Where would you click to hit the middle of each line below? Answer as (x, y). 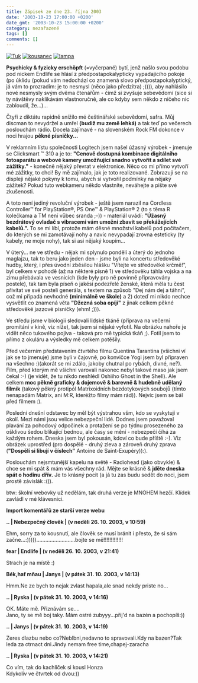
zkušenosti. (20, 191)
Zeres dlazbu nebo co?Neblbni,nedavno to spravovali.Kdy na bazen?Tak (94, 638)
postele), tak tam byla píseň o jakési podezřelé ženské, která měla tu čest (95, 284)
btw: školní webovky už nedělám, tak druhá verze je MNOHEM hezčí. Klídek (98, 493)
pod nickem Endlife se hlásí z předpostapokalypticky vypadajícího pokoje (95, 74)
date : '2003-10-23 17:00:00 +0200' (50, 17)
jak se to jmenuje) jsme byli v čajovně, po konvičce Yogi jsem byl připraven (97, 357)
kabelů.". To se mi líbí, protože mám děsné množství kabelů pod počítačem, (99, 228)
